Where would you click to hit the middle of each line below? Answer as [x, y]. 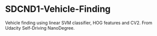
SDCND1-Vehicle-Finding [58, 9]
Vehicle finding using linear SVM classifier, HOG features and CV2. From [79, 23]
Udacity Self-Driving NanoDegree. [40, 28]
